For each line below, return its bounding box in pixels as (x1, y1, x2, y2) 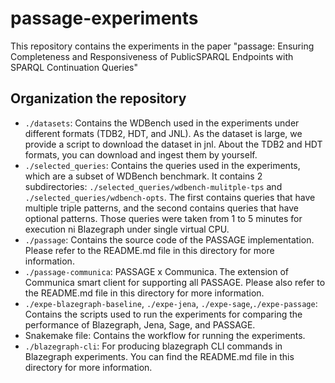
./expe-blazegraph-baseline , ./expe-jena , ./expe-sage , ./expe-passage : (24, 297, 318, 309)
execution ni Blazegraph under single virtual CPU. (24, 223, 230, 235)
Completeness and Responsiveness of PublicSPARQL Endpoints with (10, 50, 294, 62)
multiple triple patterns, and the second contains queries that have (24, 202, 300, 214)
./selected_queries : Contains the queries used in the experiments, (24, 159, 301, 171)
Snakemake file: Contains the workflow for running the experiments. (24, 329, 306, 341)
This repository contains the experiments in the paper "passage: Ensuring (10, 40, 315, 52)
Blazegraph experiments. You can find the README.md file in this (24, 350, 295, 362)
